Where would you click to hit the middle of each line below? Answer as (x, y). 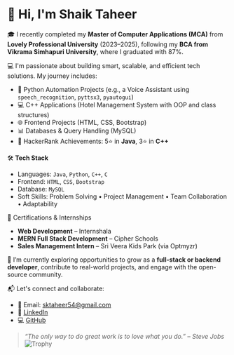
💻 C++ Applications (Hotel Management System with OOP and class (117, 105)
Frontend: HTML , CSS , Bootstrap (61, 181)
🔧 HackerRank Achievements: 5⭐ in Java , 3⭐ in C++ (93, 141)
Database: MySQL (41, 189)
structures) (33, 114)
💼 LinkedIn (33, 312)
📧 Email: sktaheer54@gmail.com (64, 304)
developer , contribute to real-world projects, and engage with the (102, 267)
